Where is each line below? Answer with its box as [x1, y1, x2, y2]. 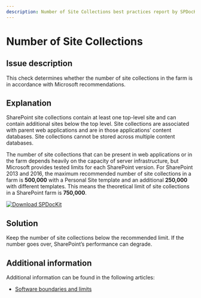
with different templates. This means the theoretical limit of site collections [6, 183, 190, 190]
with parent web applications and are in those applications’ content [6, 127, 172, 134]
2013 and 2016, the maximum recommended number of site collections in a [6, 170, 191, 177]
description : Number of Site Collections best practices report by [6, 8, 178, 15]
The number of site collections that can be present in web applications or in [6, 151, 193, 158]
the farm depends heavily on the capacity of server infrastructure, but [6, 157, 179, 165]
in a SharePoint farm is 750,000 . [6, 189, 87, 197]
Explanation [6, 98, 52, 109]
